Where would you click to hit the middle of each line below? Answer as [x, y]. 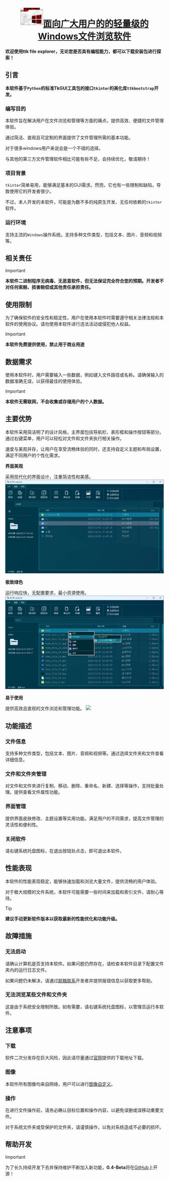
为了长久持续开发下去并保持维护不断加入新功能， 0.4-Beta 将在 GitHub [77, 1167]
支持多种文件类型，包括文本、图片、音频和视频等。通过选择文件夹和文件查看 [84, 753]
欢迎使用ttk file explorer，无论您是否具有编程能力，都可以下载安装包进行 [81, 51]
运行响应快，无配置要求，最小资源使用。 [47, 593]
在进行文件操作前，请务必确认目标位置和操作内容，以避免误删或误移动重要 [82, 1110]
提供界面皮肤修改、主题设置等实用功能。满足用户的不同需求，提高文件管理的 [84, 818]
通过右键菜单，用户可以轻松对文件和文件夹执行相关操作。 [65, 438]
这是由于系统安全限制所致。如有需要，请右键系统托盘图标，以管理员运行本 [82, 1006]
